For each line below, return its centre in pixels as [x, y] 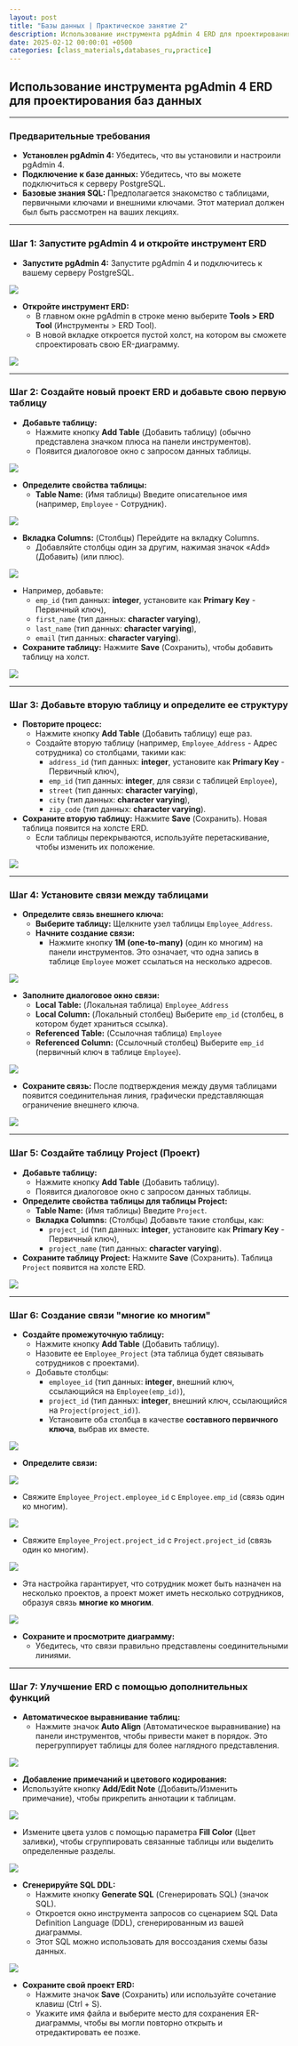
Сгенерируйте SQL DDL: [69, 1885]
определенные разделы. [69, 1851]
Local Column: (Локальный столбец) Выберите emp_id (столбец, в [159, 1014]
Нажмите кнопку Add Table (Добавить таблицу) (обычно [143, 431]
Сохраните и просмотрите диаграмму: [98, 1637]
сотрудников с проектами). [87, 1363]
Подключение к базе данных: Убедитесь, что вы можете [132, 174]
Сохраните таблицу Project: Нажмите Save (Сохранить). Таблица [147, 1257]
